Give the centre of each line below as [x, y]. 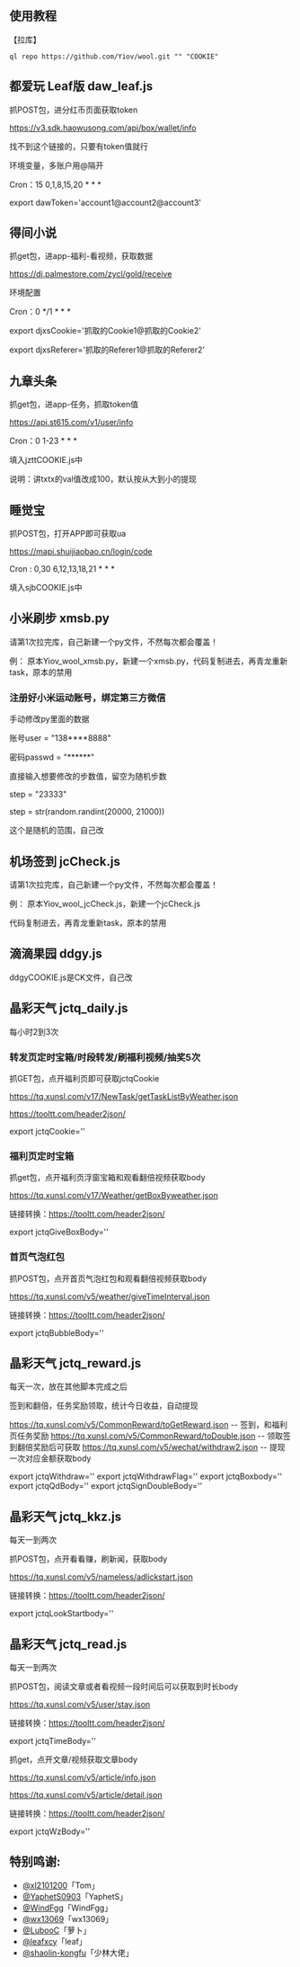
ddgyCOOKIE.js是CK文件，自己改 [71, 977]
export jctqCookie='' [47, 1131]
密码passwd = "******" [52, 757]
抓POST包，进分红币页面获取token [74, 110]
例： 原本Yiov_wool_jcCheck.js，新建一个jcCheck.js [105, 903]
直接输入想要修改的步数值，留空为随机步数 [88, 777]
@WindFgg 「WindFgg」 [67, 1908]
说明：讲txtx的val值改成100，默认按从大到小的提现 [103, 479]
